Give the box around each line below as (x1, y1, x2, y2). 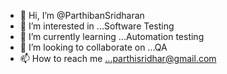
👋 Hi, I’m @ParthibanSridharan (19, 10, 145, 21)
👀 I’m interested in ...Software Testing (19, 20, 175, 32)
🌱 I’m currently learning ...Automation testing (19, 31, 205, 42)
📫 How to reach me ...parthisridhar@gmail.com (19, 53, 217, 64)
